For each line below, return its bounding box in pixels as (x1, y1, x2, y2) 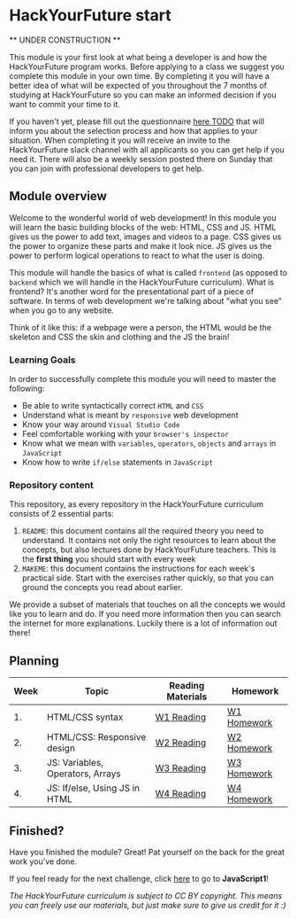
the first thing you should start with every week (21, 554, 196, 565)
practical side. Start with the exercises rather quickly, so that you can (21, 572, 274, 583)
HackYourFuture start (9, 5, 171, 26)
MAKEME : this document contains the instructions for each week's (21, 564, 255, 574)
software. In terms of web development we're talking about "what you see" (9, 295, 283, 306)
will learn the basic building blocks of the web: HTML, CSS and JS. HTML (9, 222, 277, 232)
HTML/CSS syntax (47, 711, 124, 723)
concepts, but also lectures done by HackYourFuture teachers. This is (21, 544, 277, 555)
